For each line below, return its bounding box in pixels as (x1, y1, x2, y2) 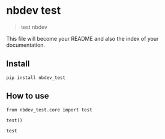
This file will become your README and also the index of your (6, 35, 159, 42)
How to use (6, 91, 49, 101)
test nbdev (20, 23, 48, 31)
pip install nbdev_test (6, 74, 66, 81)
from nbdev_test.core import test (6, 107, 93, 113)
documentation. (6, 41, 46, 49)
